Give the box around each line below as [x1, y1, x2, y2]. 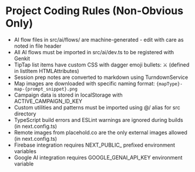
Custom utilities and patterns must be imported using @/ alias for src [14, 104, 180, 111]
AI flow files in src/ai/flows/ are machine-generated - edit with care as [14, 36, 184, 43]
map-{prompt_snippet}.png [14, 86, 78, 92]
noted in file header [14, 42, 62, 49]
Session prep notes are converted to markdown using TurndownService [14, 74, 189, 81]
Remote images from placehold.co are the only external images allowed [14, 128, 187, 136]
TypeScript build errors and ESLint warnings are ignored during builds [14, 116, 183, 123]
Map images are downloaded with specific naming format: [14, 80, 155, 87]
